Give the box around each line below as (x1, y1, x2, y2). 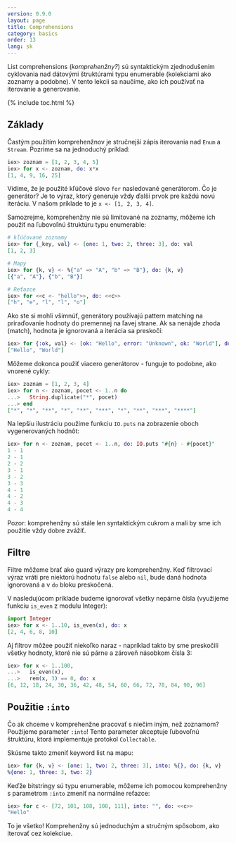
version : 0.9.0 (7, 10, 52, 18)
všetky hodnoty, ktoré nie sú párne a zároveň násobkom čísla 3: (7, 649, 192, 657)
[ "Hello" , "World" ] (7, 346, 65, 354)
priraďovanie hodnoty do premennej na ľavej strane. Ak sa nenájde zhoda (7, 319, 221, 327)
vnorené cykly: (7, 367, 51, 375)
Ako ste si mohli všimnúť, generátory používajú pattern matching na (7, 311, 204, 320)
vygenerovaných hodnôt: (7, 427, 79, 435)
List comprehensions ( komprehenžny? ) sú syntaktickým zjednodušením (7, 63, 216, 70)
